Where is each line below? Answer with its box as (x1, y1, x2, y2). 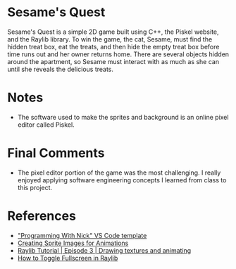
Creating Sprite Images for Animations (17, 239, 129, 247)
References (7, 208, 76, 224)
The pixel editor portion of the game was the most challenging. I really (17, 168, 221, 177)
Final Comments (7, 145, 105, 161)
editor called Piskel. (17, 120, 75, 129)
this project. (17, 183, 53, 192)
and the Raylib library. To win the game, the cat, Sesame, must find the (7, 35, 213, 43)
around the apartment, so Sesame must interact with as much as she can (7, 57, 220, 65)
